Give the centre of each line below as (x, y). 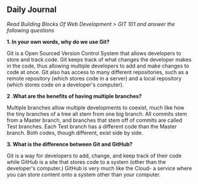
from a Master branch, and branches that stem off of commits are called (95, 120)
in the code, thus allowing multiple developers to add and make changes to (98, 66)
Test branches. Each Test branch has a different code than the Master (92, 126)
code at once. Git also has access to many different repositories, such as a (98, 72)
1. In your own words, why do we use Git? (58, 41)
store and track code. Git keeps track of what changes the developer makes (99, 59)
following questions (31, 30)
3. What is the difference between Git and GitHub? (70, 144)
